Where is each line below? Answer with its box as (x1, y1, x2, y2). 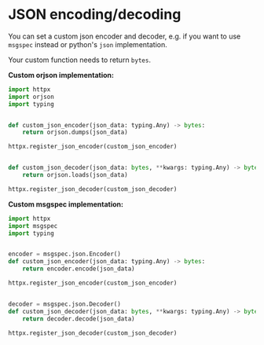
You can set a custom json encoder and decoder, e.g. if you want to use (8, 31, 241, 41)
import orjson (8, 93, 55, 101)
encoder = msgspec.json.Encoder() (8, 250, 122, 259)
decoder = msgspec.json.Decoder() (8, 300, 122, 308)
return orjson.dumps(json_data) (22, 128, 128, 137)
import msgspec (8, 222, 58, 229)
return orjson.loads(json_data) (22, 171, 128, 179)
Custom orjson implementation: (8, 70, 114, 79)
